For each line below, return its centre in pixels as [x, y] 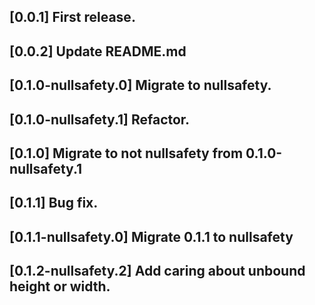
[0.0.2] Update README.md [98, 51]
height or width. [60, 286]
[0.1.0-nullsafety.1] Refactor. [100, 119]
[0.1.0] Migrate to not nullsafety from [126, 153]
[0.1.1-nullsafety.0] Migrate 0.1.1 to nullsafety [151, 236]
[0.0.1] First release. [72, 17]
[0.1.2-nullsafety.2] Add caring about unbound [157, 271]
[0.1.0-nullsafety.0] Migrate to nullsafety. [140, 85]
